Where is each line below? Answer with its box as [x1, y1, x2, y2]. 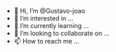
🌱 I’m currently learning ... [13, 22, 89, 30]
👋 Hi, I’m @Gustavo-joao [13, 7, 86, 15]
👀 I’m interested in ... [13, 14, 74, 22]
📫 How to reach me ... [13, 37, 79, 45]
